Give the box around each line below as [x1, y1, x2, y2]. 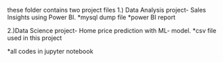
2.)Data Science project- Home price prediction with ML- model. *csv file [7, 27, 217, 34]
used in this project [7, 34, 63, 42]
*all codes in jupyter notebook [7, 48, 94, 55]
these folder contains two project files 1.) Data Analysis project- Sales [7, 6, 206, 14]
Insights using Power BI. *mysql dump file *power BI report [7, 13, 176, 21]
